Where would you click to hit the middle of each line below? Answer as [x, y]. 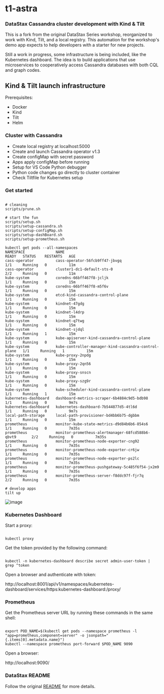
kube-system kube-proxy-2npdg [48, 355]
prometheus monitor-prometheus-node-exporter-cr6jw [72, 450]
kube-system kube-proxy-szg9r [48, 381]
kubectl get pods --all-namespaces [41, 248]
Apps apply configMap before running [51, 162]
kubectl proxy [20, 539]
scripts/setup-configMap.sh [34, 231]
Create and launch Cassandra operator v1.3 [56, 151]
